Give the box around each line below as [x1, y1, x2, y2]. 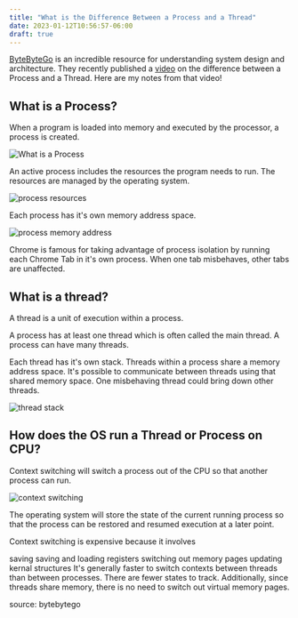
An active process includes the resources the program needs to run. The [9, 166, 276, 177]
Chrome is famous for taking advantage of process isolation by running [9, 245, 270, 255]
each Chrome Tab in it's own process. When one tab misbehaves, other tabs [9, 254, 290, 265]
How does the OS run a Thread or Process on [9, 428, 262, 443]
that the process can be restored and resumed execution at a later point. [9, 518, 275, 529]
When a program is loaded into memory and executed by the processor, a [9, 122, 279, 133]
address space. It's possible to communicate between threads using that [9, 366, 276, 376]
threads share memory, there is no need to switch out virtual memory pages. [9, 582, 290, 592]
